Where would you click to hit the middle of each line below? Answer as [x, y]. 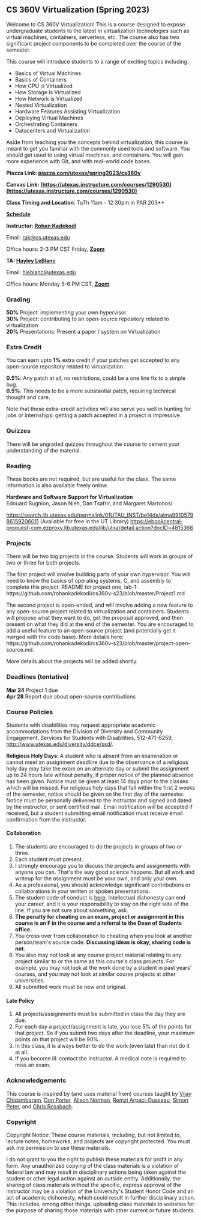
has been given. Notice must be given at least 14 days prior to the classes [97, 781]
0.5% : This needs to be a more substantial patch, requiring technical [91, 391]
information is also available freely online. [58, 485]
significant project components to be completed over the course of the [94, 43]
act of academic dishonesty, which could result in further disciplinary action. [101, 1197]
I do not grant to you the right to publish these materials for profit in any [94, 1159]
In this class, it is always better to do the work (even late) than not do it [102, 1046]
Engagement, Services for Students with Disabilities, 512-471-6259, [90, 738]
